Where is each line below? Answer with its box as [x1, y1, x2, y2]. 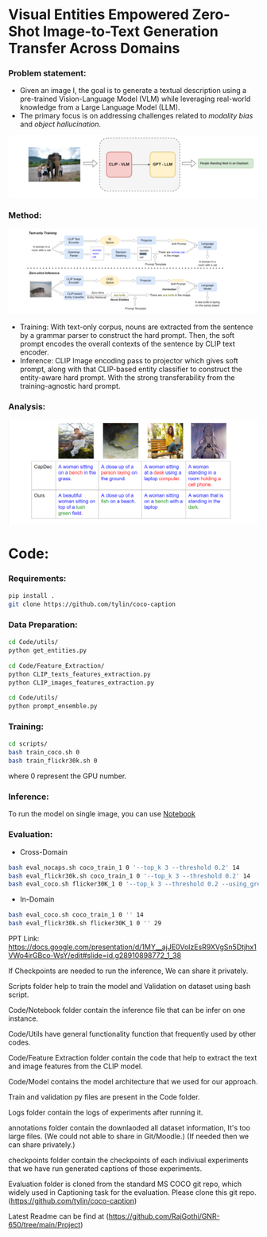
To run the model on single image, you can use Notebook [8, 809, 196, 819]
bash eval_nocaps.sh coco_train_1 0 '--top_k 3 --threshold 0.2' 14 [8, 863, 240, 871]
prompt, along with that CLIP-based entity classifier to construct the [19, 364, 242, 374]
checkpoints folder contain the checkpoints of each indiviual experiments [8, 1155, 249, 1165]
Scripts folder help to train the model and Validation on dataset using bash [8, 982, 251, 991]
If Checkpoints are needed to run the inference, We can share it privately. [8, 966, 249, 975]
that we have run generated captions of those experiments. [8, 1164, 203, 1173]
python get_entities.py [8, 646, 87, 654]
